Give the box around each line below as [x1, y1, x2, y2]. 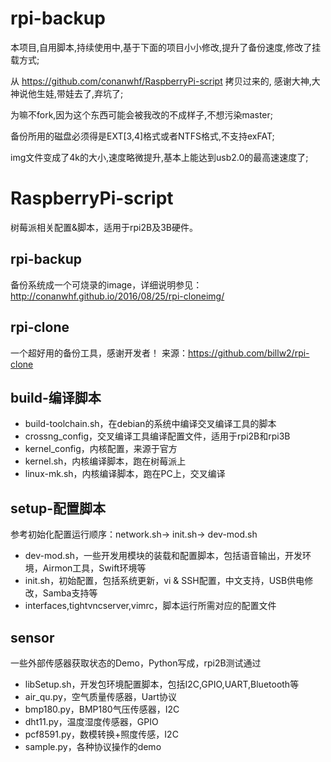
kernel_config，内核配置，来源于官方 [24, 443, 178, 455]
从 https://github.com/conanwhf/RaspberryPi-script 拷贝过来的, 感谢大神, [10, 75, 312, 87]
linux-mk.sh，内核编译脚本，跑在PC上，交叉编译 [24, 468, 226, 480]
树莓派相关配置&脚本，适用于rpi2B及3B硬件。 [10, 221, 198, 233]
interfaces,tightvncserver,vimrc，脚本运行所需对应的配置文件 [24, 600, 277, 612]
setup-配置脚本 [10, 500, 107, 517]
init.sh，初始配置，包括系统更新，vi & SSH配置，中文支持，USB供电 [24, 575, 305, 587]
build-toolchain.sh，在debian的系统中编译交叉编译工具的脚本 [24, 418, 277, 430]
